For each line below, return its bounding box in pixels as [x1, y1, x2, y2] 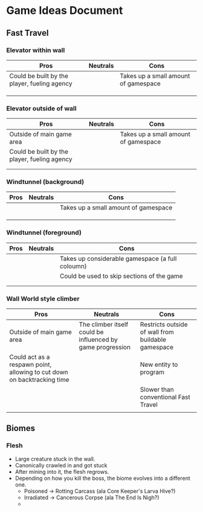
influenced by [79, 335, 118, 344]
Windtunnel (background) [6, 178, 85, 186]
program [140, 368, 165, 376]
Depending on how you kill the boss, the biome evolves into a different [14, 474, 190, 482]
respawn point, [9, 361, 52, 369]
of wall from [140, 328, 174, 336]
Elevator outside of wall [6, 104, 77, 113]
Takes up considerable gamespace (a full [59, 254, 177, 263]
